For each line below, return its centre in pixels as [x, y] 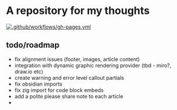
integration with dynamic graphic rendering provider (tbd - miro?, [93, 65]
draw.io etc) [29, 72]
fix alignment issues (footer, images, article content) [77, 59]
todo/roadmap [33, 45]
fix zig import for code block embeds [59, 90]
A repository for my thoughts [78, 11]
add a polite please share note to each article [69, 96]
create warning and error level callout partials [69, 77]
